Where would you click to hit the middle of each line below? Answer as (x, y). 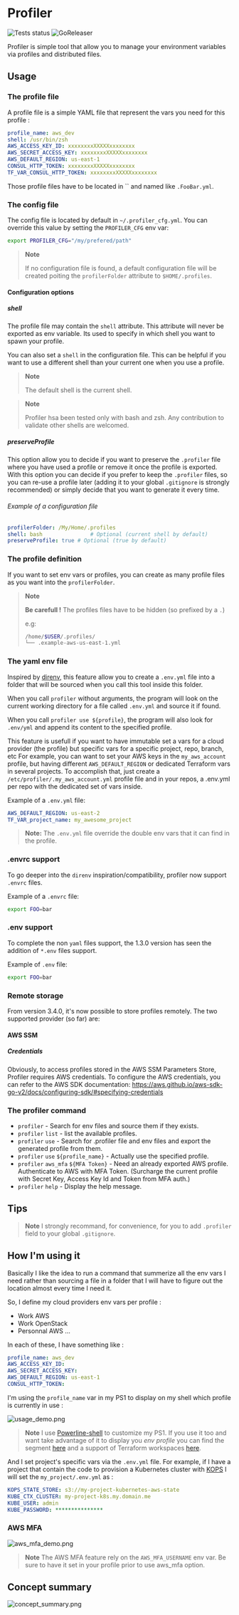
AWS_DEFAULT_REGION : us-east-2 (54, 813)
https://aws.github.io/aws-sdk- (177, 1084)
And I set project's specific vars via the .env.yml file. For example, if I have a (119, 1461)
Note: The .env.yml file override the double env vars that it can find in (127, 833)
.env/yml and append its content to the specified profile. (90, 727)
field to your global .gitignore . (70, 1233)
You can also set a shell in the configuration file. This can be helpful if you (117, 355)
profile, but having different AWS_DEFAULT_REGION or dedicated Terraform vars (119, 764)
